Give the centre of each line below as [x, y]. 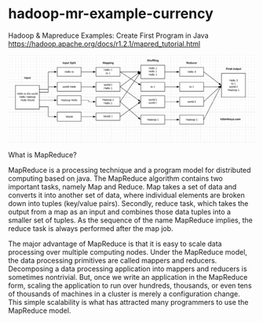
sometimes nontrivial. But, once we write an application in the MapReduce [128, 277]
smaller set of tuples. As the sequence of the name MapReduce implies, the [130, 220]
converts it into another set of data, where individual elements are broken [127, 195]
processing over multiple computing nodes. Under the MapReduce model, [128, 251]
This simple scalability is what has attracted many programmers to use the [128, 302]
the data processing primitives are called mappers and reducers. [113, 260]
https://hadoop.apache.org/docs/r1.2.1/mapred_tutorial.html [104, 43]
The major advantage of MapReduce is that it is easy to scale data [115, 244]
